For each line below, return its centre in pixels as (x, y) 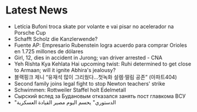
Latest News (37, 10)
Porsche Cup (30, 32)
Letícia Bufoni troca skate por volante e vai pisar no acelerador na (94, 26)
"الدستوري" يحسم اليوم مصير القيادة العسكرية (65, 102)
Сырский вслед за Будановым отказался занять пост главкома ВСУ (100, 96)
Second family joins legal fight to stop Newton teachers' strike (90, 83)
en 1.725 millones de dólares (49, 51)
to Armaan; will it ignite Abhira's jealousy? (65, 70)
